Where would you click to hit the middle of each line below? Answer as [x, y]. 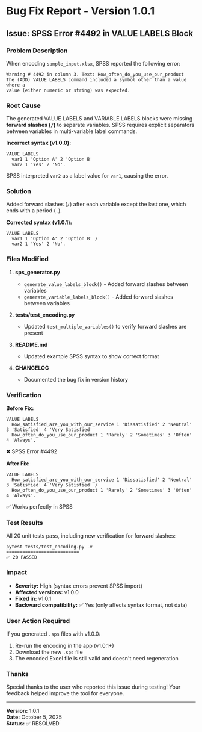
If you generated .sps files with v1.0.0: [54, 634]
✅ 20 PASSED [22, 557]
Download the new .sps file [49, 652]
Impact [17, 572]
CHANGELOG [32, 368]
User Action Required [38, 621]
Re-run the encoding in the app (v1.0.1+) [64, 645]
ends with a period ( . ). [34, 211]
